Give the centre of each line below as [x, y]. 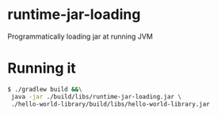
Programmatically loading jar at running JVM [80, 36]
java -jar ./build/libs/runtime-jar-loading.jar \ [96, 96]
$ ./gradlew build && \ [45, 89]
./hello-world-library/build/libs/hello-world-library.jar [111, 104]
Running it [42, 68]
